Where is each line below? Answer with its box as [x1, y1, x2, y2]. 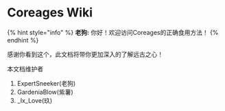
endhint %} [7, 36, 39, 44]
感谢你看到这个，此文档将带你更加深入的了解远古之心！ [7, 50, 163, 58]
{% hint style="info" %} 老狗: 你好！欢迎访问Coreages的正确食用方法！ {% [7, 28, 219, 36]
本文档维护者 [7, 64, 43, 73]
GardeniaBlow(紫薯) [16, 88, 73, 96]
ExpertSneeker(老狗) [16, 79, 76, 87]
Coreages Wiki [7, 5, 93, 21]
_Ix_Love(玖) [16, 96, 53, 104]
